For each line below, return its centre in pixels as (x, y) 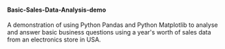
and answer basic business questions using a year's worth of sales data (109, 32)
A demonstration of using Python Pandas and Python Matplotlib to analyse (112, 25)
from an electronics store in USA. (54, 40)
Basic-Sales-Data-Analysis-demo (57, 10)
